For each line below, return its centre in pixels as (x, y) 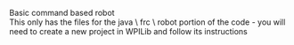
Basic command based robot (62, 13)
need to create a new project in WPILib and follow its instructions (128, 31)
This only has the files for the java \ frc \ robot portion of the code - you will (147, 22)
